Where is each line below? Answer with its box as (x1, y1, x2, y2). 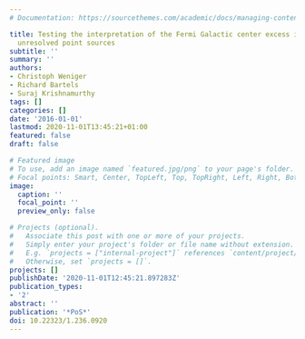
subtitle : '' (9, 46, 59, 55)
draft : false (9, 140, 59, 149)
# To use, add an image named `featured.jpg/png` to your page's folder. (9, 165, 295, 174)
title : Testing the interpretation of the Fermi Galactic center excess (9, 29, 290, 39)
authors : (9, 64, 43, 73)
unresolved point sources (17, 38, 116, 47)
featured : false (9, 131, 71, 141)
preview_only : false (17, 206, 95, 216)
